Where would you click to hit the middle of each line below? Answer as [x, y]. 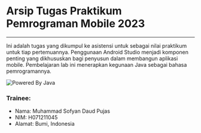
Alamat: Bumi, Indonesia [45, 124]
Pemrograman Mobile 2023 [76, 24]
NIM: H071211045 [36, 117]
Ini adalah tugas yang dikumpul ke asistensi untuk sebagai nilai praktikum [97, 45]
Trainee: [19, 98]
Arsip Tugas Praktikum [64, 11]
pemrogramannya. [29, 71]
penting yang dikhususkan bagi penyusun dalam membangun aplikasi [92, 58]
